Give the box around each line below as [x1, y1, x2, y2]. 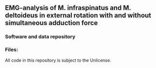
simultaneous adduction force [5, 19, 98, 27]
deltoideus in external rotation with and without [5, 12, 152, 20]
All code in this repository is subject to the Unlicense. [5, 57, 111, 63]
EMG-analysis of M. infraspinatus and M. [5, 4, 131, 12]
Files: [5, 46, 18, 53]
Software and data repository [5, 33, 76, 40]
